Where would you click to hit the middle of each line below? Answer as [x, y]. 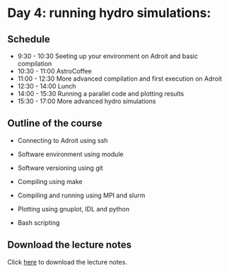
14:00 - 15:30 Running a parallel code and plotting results [101, 94]
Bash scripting [39, 222]
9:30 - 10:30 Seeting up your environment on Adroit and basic [108, 56]
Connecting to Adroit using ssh [63, 140]
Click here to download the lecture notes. [67, 262]
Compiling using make [50, 181]
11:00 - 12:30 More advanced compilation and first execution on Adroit [120, 79]
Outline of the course [55, 123]
